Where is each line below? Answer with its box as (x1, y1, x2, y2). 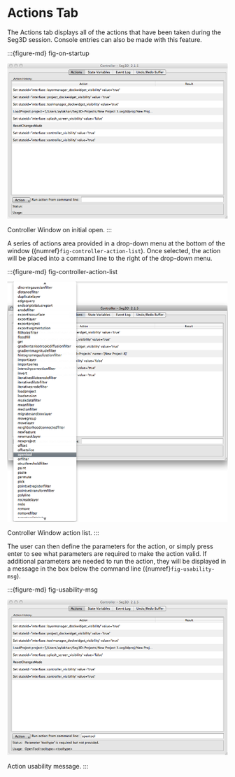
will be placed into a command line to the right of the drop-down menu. (7, 254, 213, 262)
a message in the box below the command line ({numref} (7, 564, 171, 573)
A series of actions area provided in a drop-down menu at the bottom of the (7, 239, 226, 248)
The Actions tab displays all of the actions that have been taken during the (7, 28, 222, 36)
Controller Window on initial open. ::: (7, 225, 112, 234)
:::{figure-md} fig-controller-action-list (7, 267, 117, 276)
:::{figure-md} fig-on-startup (7, 49, 90, 57)
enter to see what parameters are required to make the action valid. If (7, 549, 207, 557)
